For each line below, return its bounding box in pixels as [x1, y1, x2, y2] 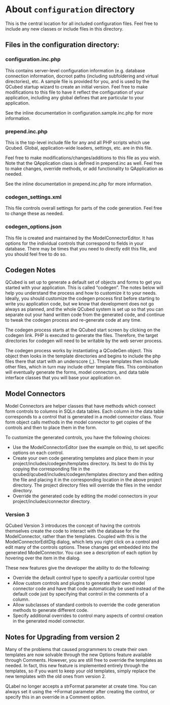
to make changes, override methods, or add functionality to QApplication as [5, 165, 163, 172]
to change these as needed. [5, 210, 64, 217]
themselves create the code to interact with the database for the [5, 528, 140, 534]
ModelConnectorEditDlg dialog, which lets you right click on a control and [5, 539, 159, 545]
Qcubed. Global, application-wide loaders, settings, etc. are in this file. [5, 145, 153, 151]
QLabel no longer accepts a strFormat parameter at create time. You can [5, 683, 157, 689]
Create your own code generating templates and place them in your [12, 455, 154, 461]
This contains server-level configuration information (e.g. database [5, 67, 146, 73]
